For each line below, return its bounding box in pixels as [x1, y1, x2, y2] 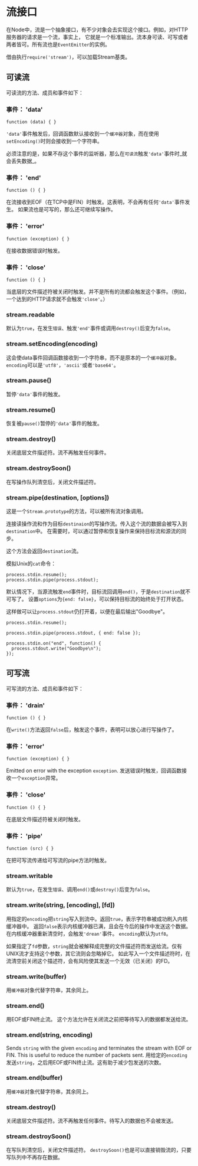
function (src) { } [6, 845, 54, 852]
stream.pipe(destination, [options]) [6, 494, 110, 502]
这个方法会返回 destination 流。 [6, 547, 82, 555]
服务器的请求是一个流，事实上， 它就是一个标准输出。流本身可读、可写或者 [6, 33, 189, 40]
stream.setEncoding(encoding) [6, 340, 98, 348]
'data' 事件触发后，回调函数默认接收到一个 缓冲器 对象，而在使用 [6, 130, 159, 138]
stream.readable [6, 311, 55, 319]
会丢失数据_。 [6, 158, 40, 165]
